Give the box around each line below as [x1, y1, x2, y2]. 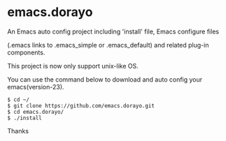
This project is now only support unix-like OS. [7, 61, 139, 70]
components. [7, 48, 45, 57]
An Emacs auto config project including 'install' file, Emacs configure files [7, 27, 219, 36]
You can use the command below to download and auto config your [7, 75, 203, 84]
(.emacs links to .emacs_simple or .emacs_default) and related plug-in [7, 40, 209, 49]
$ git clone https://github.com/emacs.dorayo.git [7, 102, 155, 109]
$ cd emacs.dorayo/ [7, 108, 64, 115]
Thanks [7, 126, 29, 135]
